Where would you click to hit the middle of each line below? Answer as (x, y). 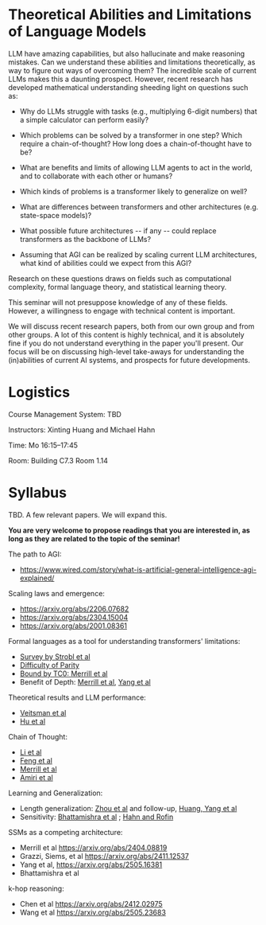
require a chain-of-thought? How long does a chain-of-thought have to (136, 143)
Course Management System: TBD (65, 414)
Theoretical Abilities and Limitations (130, 15)
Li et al (31, 752)
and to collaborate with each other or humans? (96, 176)
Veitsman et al (43, 712)
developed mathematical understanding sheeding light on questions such (128, 87)
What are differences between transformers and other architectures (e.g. (139, 207)
